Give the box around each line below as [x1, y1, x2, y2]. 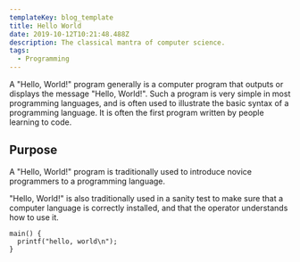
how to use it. [9, 211, 60, 223]
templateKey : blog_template [9, 12, 114, 22]
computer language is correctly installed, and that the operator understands [9, 202, 288, 213]
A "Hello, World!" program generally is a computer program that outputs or [9, 79, 284, 89]
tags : [9, 46, 29, 55]
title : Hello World [9, 21, 82, 30]
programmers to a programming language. [9, 176, 166, 186]
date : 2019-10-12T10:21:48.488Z [9, 29, 129, 38]
